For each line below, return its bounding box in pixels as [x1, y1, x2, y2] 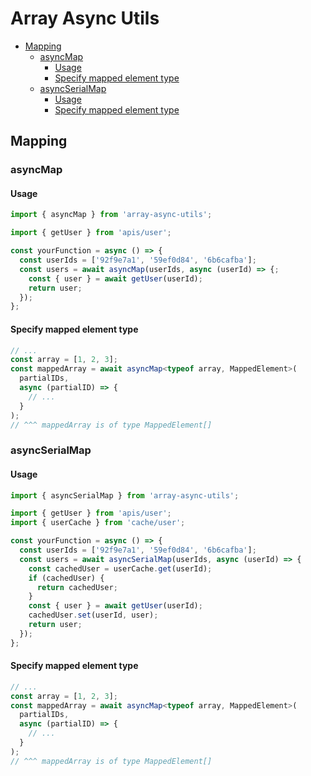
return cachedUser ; [36, 582, 118, 592]
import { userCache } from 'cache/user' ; [10, 518, 186, 528]
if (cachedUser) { [28, 573, 105, 583]
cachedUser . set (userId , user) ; [28, 610, 159, 621]
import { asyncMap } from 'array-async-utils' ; [10, 210, 213, 220]
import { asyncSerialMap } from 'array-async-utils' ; [10, 490, 240, 501]
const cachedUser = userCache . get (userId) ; [28, 563, 213, 574]
